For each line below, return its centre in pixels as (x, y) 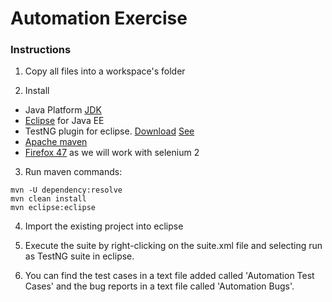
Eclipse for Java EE (64, 121)
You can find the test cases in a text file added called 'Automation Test (169, 276)
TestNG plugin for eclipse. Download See (109, 131)
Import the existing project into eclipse (104, 226)
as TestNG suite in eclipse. (79, 256)
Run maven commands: (73, 172)
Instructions (41, 50)
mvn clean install (48, 199)
